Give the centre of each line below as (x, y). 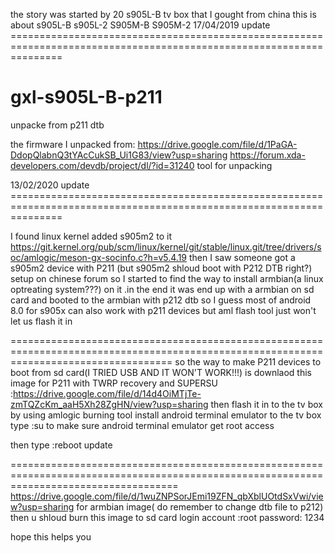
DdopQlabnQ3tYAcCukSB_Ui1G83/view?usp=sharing (119, 155)
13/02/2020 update (50, 185)
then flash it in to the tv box (266, 404)
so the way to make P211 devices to (248, 361)
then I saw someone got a (242, 257)
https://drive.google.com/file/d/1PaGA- (217, 144)
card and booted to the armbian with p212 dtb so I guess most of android (161, 300)
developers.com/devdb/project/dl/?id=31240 (102, 165)
